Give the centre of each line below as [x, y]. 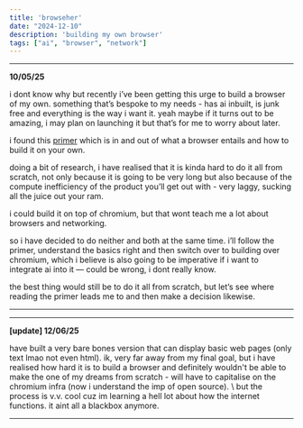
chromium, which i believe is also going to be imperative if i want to [134, 260]
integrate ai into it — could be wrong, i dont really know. [113, 269]
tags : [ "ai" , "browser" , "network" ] [78, 43]
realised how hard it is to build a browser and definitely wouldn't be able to [148, 368]
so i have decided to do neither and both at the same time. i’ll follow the [142, 241]
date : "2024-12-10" [46, 26]
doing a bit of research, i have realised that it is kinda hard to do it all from [146, 168]
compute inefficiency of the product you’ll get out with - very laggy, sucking [150, 187]
